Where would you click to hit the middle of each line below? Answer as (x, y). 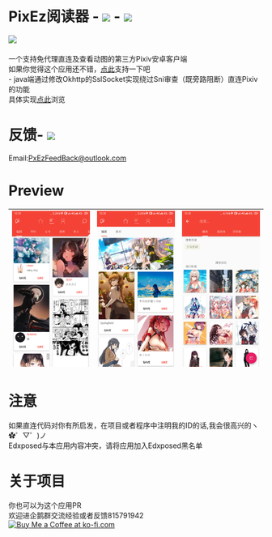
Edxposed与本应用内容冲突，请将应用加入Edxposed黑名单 (106, 445)
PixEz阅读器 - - (65, 17)
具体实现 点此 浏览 (37, 99)
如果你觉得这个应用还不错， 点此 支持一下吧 (79, 69)
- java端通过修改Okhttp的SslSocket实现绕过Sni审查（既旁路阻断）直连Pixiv (133, 79)
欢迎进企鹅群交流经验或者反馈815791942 (76, 515)
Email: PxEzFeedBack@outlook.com (68, 158)
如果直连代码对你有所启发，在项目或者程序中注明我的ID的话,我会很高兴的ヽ (134, 425)
